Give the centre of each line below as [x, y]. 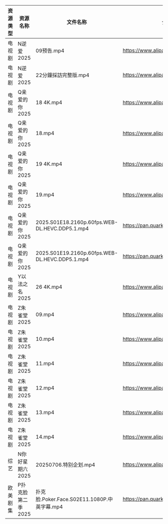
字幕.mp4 [52, 507]
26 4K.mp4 [49, 287]
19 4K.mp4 [49, 164]
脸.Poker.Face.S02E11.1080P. [72, 499]
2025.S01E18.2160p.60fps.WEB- [77, 222]
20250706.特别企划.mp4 [65, 465]
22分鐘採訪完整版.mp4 [62, 75]
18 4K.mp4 [49, 102]
